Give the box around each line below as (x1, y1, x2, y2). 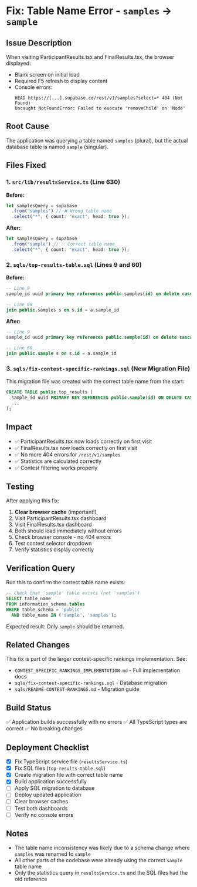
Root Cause (6, 121, 50, 131)
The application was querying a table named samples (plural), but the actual (6, 137, 188, 144)
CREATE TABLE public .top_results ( (6, 389, 93, 395)
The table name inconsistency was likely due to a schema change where (14, 844, 191, 852)
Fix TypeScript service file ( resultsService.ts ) (14, 758, 128, 765)
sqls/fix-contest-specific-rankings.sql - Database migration (14, 679, 167, 687)
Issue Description (6, 38, 72, 48)
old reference (14, 876, 47, 883)
